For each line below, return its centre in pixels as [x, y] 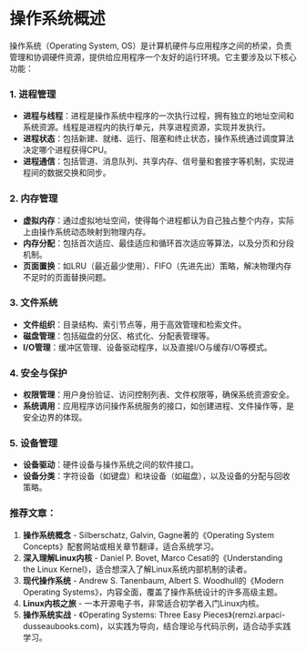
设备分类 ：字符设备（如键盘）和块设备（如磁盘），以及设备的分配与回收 [156, 476]
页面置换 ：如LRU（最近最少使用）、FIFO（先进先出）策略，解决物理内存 [157, 266]
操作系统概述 [58, 19]
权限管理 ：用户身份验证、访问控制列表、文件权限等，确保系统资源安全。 [158, 395]
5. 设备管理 [34, 443]
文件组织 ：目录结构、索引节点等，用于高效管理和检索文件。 [134, 324]
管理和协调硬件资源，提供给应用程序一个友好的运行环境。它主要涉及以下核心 [153, 56]
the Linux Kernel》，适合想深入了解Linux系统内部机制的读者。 [137, 569]
